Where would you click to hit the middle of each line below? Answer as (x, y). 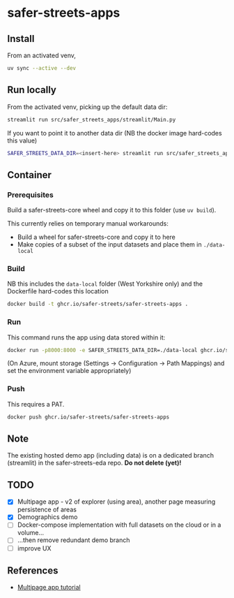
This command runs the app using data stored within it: (86, 337)
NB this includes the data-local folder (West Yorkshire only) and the (105, 284)
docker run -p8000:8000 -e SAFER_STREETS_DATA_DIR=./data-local (102, 350)
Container (30, 175)
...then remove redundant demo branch (73, 540)
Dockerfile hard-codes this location (58, 291)
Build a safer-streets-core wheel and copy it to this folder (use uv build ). (112, 210)
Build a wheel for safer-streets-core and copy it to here (96, 237)
